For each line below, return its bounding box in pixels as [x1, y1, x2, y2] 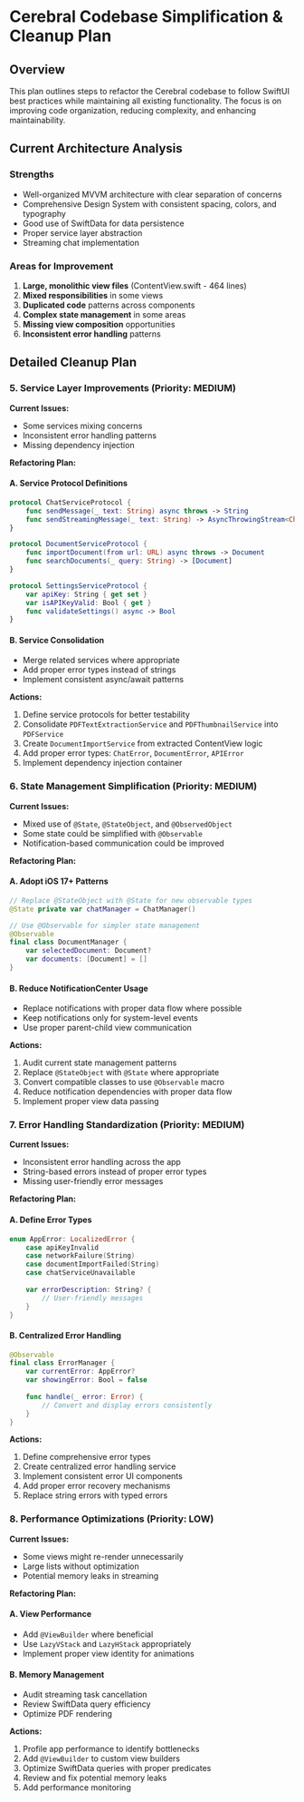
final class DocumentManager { [9, 937, 128, 947]
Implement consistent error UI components [22, 1471, 183, 1482]
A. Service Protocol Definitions [9, 478, 128, 489]
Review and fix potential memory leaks [22, 1772, 167, 1784]
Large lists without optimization [22, 1561, 139, 1572]
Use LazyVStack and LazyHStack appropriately [22, 1638, 192, 1649]
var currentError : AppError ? [25, 1367, 136, 1376]
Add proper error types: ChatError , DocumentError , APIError [22, 748, 244, 759]
